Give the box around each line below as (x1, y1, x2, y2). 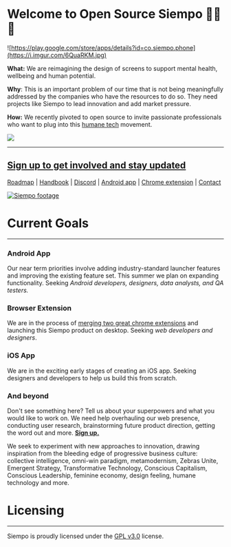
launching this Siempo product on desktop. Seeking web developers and (7, 327, 213, 335)
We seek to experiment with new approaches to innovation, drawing (7, 442, 200, 450)
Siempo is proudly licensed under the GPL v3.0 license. (7, 532, 164, 540)
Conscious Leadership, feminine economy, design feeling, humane (7, 471, 196, 479)
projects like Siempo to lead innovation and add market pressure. (7, 99, 191, 107)
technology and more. (7, 478, 70, 486)
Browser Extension (7, 303, 72, 313)
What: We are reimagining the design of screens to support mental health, (7, 64, 218, 72)
